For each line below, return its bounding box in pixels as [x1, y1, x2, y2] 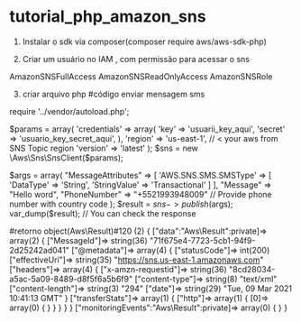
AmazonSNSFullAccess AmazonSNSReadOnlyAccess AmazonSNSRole [9, 70, 273, 82]
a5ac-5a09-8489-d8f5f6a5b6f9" [9, 273, 133, 284]
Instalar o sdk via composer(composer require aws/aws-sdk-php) [22, 36, 268, 47]
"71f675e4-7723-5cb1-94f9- [149, 235, 256, 245]
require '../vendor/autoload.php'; [9, 106, 130, 116]
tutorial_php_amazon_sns [9, 6, 206, 27]
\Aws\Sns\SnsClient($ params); [9, 152, 123, 163]
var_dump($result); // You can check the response [9, 207, 196, 218]
